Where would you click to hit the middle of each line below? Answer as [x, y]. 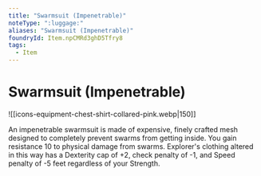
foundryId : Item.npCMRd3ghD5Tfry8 [66, 38]
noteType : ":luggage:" [46, 23]
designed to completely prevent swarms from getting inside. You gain [123, 138]
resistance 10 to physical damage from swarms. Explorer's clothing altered [131, 146]
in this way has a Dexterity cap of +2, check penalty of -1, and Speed [122, 154]
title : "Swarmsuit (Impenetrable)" [67, 16]
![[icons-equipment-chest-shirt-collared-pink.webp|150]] [102, 114]
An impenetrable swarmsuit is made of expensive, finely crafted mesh [123, 129]
